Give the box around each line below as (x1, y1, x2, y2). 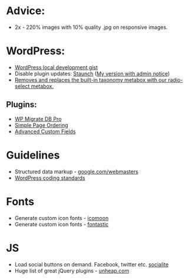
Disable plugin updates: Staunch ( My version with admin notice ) (14, 70, 170, 77)
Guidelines (6, 149, 60, 162)
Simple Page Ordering (14, 121, 69, 129)
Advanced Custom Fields (14, 128, 76, 135)
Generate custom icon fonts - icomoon (14, 214, 109, 222)
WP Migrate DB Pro (14, 115, 62, 122)
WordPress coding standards (14, 174, 85, 181)
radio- (167, 76, 183, 83)
